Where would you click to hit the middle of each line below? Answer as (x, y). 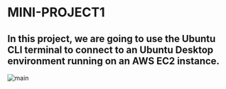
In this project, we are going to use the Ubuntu (112, 39)
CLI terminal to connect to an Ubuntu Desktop (111, 49)
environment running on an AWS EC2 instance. (114, 61)
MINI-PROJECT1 (56, 12)
